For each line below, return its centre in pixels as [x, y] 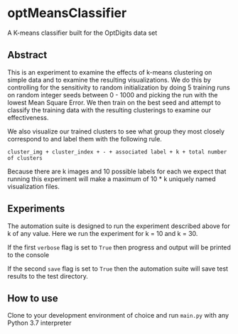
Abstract [27, 55]
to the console [28, 254]
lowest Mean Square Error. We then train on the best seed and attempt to [114, 102]
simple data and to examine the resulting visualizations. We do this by [109, 80]
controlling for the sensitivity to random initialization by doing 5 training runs [119, 87]
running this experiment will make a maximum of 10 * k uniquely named [112, 178]
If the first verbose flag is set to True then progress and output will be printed [119, 247]
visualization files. [34, 186]
